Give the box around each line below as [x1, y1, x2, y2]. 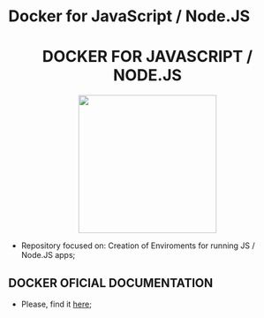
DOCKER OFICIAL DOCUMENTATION [8, 276, 214, 291]
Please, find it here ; [20, 299, 92, 309]
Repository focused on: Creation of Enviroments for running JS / [20, 240, 255, 251]
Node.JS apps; [20, 250, 76, 261]
